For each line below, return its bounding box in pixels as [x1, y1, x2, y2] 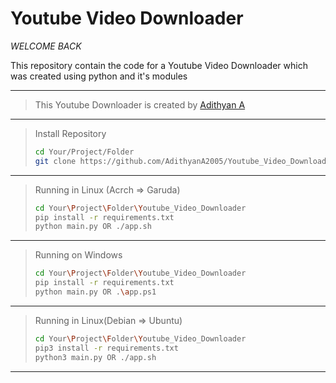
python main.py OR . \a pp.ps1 [34, 287, 157, 297]
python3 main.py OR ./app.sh [34, 352, 157, 362]
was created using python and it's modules [10, 70, 188, 82]
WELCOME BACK [10, 40, 82, 52]
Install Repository [34, 127, 107, 139]
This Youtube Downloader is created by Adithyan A [34, 98, 246, 111]
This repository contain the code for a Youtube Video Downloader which [10, 59, 308, 71]
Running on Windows [34, 249, 123, 261]
